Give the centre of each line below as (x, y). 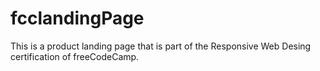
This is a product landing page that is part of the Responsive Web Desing (161, 46)
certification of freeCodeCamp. (75, 56)
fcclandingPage (77, 18)
